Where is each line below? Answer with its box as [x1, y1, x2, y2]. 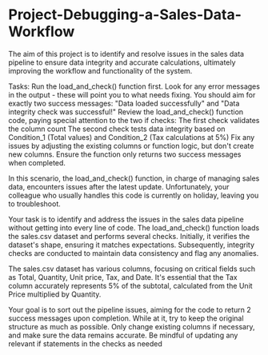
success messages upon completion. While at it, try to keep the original [8, 313, 244, 323]
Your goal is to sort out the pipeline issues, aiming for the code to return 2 [8, 305, 252, 314]
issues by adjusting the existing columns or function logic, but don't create [8, 141, 254, 150]
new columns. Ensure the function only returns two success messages [8, 150, 242, 159]
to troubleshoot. [8, 198, 62, 209]
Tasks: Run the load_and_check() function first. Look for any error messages [8, 82, 260, 91]
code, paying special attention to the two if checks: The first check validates [8, 115, 260, 125]
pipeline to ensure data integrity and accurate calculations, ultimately [8, 58, 236, 67]
